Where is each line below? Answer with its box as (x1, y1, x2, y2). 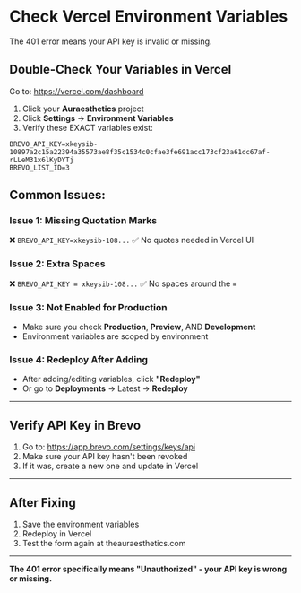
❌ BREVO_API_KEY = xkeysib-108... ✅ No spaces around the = (9, 278, 237, 289)
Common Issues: (9, 187, 106, 203)
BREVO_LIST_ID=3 (9, 163, 70, 172)
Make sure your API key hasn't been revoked (21, 451, 188, 462)
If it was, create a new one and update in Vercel (21, 460, 199, 472)
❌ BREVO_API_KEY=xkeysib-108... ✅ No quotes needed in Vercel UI (9, 235, 254, 246)
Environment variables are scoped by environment (21, 331, 209, 342)
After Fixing (9, 495, 76, 510)
